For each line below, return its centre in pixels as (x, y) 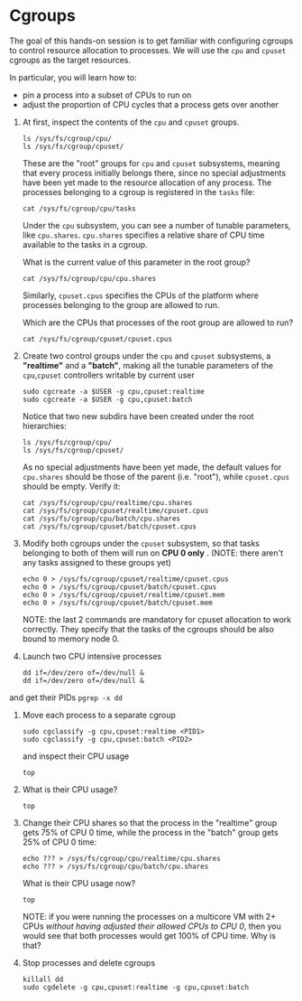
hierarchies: (45, 426)
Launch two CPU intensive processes (92, 656)
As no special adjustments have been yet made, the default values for (152, 467)
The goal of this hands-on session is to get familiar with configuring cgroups (151, 41)
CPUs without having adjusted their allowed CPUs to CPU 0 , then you (151, 926)
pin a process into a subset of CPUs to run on (107, 95)
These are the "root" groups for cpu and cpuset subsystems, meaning (151, 163)
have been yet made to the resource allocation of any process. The (147, 182)
